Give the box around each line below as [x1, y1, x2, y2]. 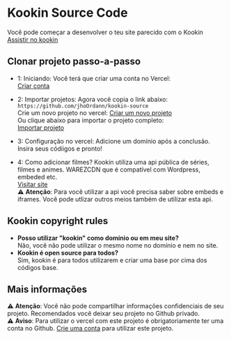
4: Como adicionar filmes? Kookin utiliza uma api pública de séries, [17, 158, 210, 166]
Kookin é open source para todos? [17, 248, 118, 257]
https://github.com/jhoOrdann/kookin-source [17, 103, 149, 110]
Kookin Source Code [7, 5, 128, 21]
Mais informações [7, 283, 88, 295]
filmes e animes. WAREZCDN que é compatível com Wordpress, [17, 165, 200, 174]
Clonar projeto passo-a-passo [7, 56, 141, 68]
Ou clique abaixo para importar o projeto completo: [17, 116, 164, 124]
